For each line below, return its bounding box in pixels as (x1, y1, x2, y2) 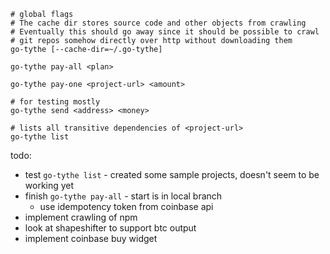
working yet (24, 180, 75, 191)
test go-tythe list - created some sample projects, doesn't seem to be (24, 169, 320, 180)
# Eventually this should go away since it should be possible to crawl (10, 27, 320, 37)
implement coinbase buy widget (24, 233, 158, 244)
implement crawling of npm (24, 211, 138, 223)
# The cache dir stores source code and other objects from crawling (10, 18, 307, 28)
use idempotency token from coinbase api (39, 201, 214, 212)
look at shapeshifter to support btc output (24, 222, 197, 234)
